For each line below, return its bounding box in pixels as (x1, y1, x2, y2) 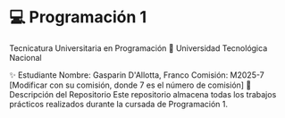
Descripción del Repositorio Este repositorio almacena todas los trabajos (9, 88, 277, 99)
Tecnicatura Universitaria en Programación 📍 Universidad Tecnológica (9, 42, 268, 54)
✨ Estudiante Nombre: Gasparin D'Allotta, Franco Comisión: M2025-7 (9, 69, 265, 80)
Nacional (9, 52, 42, 63)
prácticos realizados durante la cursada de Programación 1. (9, 98, 229, 109)
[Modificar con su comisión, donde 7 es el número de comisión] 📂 (9, 80, 252, 90)
